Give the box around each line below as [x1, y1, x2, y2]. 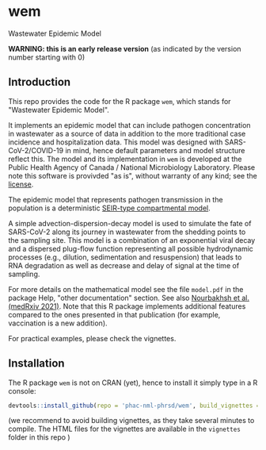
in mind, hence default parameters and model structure [65, 145, 245, 155]
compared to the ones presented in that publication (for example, [8, 310, 221, 319]
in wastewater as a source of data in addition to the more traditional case [8, 129, 246, 138]
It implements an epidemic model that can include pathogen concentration [8, 120, 251, 129]
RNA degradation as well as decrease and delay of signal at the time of [8, 260, 240, 270]
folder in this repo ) [8, 433, 70, 442]
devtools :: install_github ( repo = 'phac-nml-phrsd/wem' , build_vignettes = [8, 402, 260, 410]
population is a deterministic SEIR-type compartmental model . [8, 203, 211, 213]
